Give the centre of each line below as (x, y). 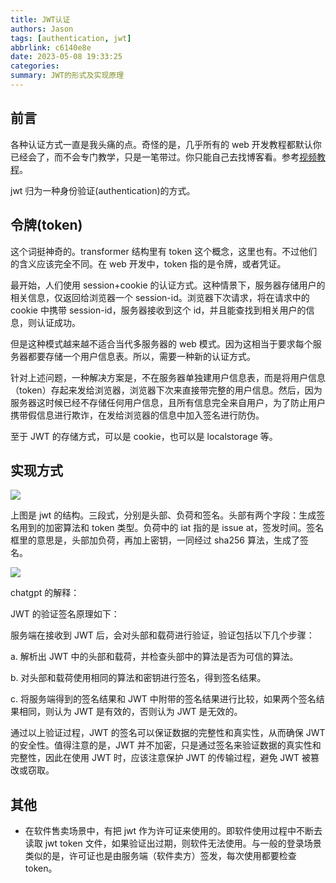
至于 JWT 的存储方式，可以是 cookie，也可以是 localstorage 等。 (144, 436)
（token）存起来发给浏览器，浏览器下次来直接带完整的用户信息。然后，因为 (166, 390)
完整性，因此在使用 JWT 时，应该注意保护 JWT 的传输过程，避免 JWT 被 (161, 758)
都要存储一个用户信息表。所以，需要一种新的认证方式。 (141, 356)
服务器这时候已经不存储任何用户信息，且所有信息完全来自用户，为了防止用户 (168, 402)
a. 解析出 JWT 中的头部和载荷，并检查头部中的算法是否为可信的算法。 (154, 657)
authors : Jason (42, 29)
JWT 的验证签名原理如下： (65, 614)
